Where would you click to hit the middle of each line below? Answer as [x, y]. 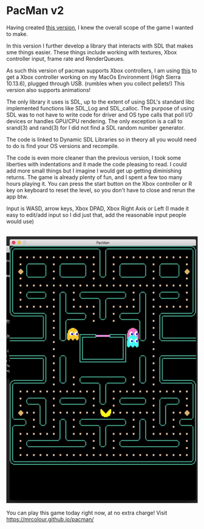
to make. [17, 34]
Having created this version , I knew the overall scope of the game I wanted [100, 27]
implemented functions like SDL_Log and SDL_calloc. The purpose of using [100, 108]
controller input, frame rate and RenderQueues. [66, 59]
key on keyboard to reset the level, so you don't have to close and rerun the [101, 190]
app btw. [17, 196]
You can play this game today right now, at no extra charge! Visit [87, 513]
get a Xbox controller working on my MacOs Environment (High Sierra [93, 77]
